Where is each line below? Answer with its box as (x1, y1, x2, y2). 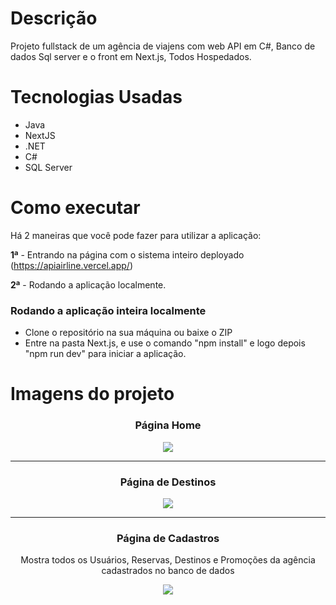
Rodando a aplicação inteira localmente (10, 303, 207, 317)
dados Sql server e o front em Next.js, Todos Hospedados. (10, 50, 252, 62)
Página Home (134, 418, 202, 432)
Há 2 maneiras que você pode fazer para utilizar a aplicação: (10, 229, 262, 241)
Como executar (10, 197, 141, 219)
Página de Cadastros (116, 531, 220, 545)
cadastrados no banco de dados (101, 565, 235, 577)
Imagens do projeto (10, 383, 175, 406)
